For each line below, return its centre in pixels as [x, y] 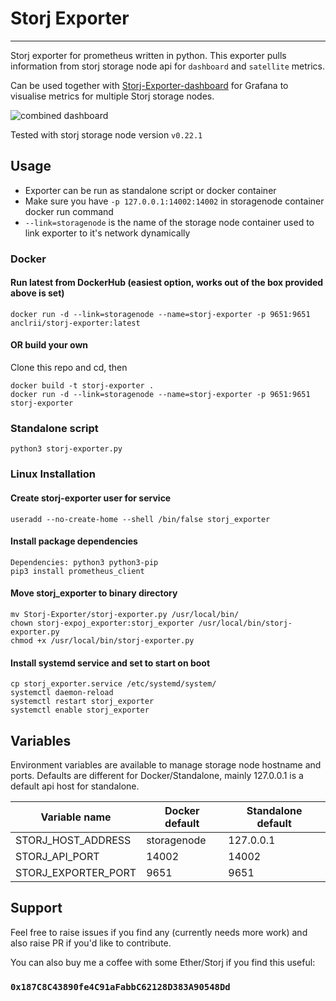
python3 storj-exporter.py [66, 449]
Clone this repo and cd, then [69, 368]
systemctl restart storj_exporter [82, 702]
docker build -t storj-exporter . [82, 386]
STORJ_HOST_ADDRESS [73, 840]
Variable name [76, 817]
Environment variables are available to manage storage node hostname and [166, 764]
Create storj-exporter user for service [91, 498]
